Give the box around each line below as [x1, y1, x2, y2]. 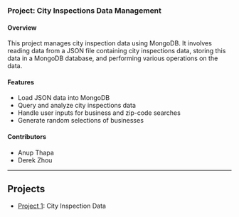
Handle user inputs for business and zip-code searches [17, 108, 181, 117]
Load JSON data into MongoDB [17, 94, 110, 102]
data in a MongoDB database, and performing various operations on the [7, 54, 218, 62]
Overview [7, 23, 37, 32]
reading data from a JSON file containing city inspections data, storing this [7, 47, 226, 55]
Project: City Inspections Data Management [7, 6, 162, 16]
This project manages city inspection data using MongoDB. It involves [7, 39, 212, 48]
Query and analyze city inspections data [17, 101, 137, 110]
